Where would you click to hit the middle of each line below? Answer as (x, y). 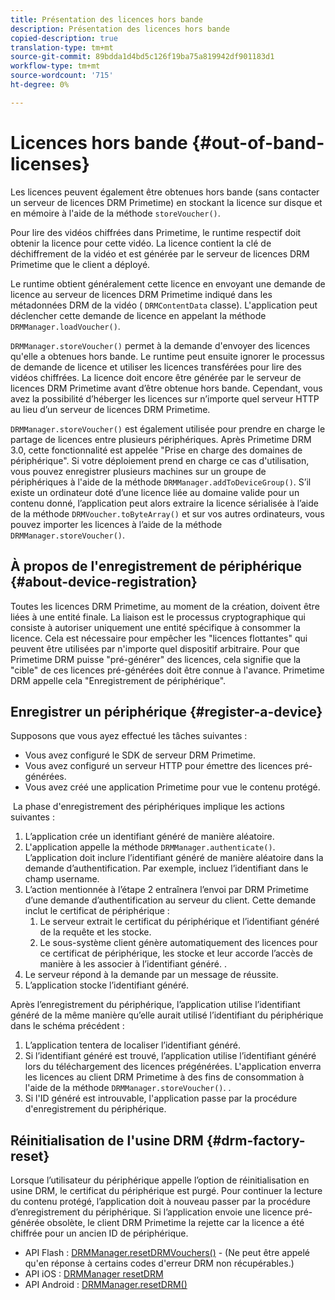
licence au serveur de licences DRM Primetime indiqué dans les (141, 294)
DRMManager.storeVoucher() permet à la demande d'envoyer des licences (160, 345)
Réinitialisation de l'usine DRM (107, 1140)
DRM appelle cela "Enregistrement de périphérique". (118, 680)
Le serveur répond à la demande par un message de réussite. (151, 975)
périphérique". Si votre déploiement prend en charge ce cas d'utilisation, (160, 460)
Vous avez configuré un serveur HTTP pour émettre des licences (158, 766)
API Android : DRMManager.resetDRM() (106, 1285)
